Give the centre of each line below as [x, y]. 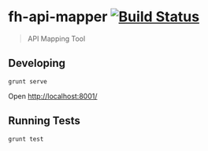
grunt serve [28, 81]
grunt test [26, 139]
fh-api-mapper [58, 17]
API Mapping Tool [56, 39]
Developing [37, 63]
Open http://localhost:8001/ [53, 96]
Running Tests [44, 121]
